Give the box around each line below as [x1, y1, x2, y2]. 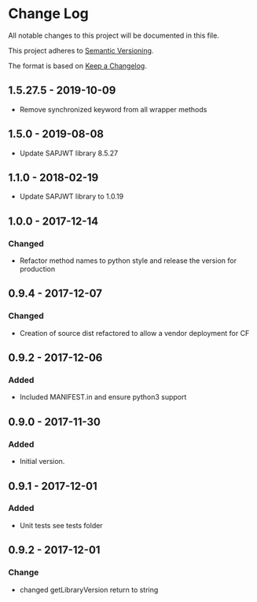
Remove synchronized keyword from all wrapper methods [19, 104, 207, 114]
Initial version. [19, 457, 65, 466]
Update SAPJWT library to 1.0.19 [19, 192, 124, 201]
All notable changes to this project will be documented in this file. [8, 31, 220, 40]
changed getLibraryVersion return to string [19, 585, 159, 594]
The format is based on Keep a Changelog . [8, 60, 147, 71]
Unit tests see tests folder [19, 520, 104, 530]
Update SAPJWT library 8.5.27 [19, 148, 119, 158]
